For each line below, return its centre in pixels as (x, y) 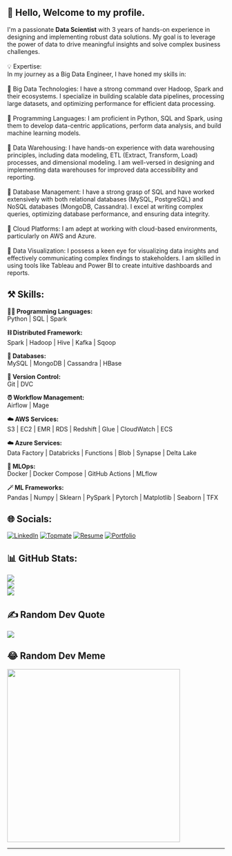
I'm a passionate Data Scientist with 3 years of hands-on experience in (109, 29)
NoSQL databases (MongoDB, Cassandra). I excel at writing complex (105, 206)
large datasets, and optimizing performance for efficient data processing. (111, 103)
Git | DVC (20, 384)
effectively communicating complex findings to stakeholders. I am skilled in (114, 258)
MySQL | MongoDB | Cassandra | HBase (65, 363)
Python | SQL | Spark (37, 319)
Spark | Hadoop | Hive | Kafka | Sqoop (61, 342)
